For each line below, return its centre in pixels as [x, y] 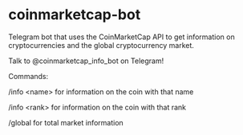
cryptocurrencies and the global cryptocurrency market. [101, 45]
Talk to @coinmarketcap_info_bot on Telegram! [86, 61]
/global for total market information [66, 122]
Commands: [28, 76]
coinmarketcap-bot [75, 15]
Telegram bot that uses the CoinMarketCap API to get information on [121, 37]
